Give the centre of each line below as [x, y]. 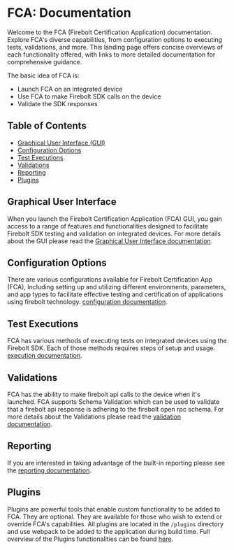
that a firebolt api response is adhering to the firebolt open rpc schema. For [116, 409]
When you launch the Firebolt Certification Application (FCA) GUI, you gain [115, 219]
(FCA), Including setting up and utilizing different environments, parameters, [117, 287]
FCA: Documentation [69, 13]
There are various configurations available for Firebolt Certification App [110, 280]
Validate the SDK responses [57, 103]
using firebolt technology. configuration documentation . [87, 302]
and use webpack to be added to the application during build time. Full [109, 531]
